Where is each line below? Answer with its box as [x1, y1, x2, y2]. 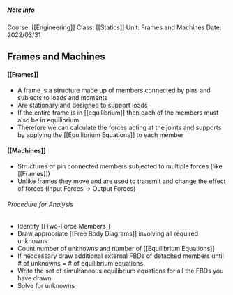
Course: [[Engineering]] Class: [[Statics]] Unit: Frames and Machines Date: [7, 23, 222, 31]
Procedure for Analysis [7, 200, 73, 209]
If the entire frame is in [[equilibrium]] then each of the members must [17, 108, 219, 117]
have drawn [17, 273, 52, 282]
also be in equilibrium [17, 115, 80, 124]
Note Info [7, 6, 35, 14]
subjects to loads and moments [17, 93, 108, 101]
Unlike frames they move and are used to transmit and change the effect [17, 177, 226, 185]
